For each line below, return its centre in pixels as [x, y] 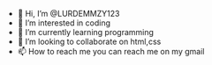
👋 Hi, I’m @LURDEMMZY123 [68, 14]
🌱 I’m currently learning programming [86, 32]
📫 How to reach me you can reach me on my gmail [111, 51]
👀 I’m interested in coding [64, 23]
